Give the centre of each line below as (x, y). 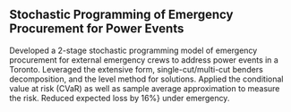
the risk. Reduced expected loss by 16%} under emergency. (120, 98)
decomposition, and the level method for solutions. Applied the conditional (146, 79)
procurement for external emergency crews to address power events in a (144, 60)
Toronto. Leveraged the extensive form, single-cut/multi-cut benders (137, 69)
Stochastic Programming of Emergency (121, 15)
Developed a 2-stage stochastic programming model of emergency (133, 50)
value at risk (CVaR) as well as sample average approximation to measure (145, 88)
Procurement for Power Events (97, 29)
